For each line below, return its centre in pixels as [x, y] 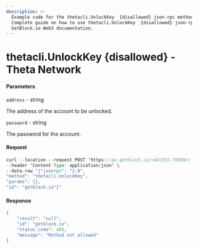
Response [19, 201]
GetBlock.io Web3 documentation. [52, 28]
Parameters [21, 87]
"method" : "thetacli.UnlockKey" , [47, 176]
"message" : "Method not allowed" [58, 235]
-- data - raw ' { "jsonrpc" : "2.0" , [46, 171]
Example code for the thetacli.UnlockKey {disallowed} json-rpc [93, 17]
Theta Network [44, 70]
